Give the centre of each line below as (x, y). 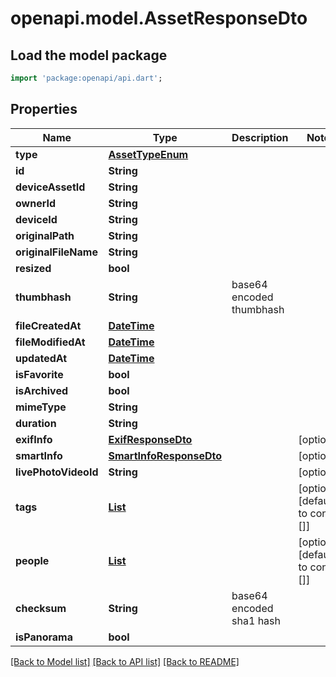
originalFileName (56, 252)
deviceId (36, 219)
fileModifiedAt (50, 342)
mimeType (41, 407)
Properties (44, 109)
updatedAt (41, 358)
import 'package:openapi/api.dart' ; (86, 78)
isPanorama (44, 637)
